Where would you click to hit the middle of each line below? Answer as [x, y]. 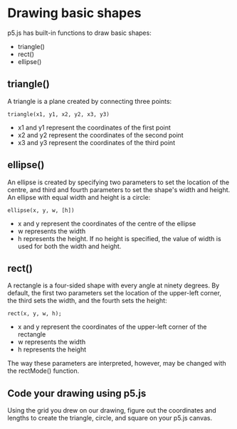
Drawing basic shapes [74, 13]
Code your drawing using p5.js [77, 393]
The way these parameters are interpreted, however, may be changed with [117, 364]
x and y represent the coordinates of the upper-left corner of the [112, 327]
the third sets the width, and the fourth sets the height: [87, 301]
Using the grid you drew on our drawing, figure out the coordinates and [112, 411]
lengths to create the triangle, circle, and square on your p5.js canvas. [110, 418]
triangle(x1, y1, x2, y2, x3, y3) [59, 114]
